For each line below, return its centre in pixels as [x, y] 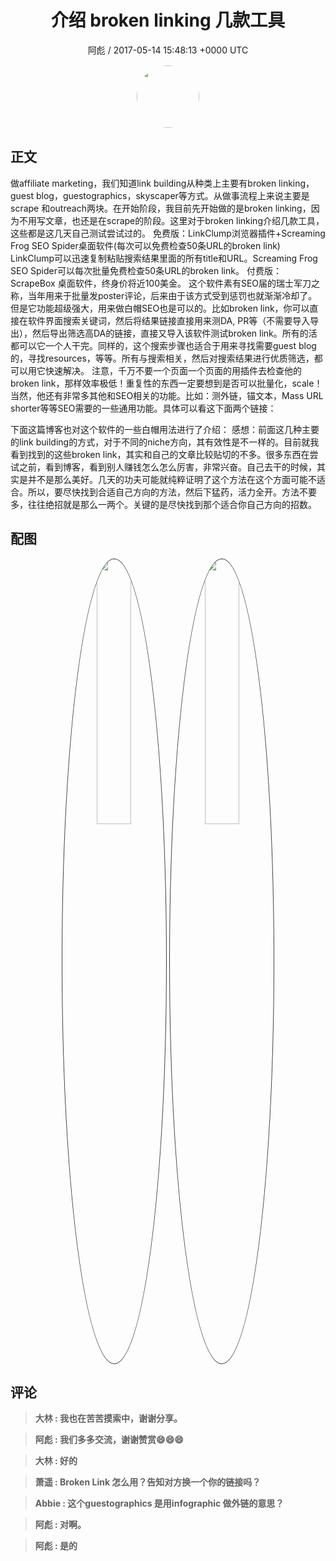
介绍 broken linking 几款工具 [168, 20]
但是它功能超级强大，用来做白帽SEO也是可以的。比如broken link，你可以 [160, 308]
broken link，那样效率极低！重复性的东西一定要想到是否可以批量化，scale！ [166, 383]
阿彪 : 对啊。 [60, 1525]
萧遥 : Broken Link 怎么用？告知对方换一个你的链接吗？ [148, 1482]
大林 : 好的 [56, 1461]
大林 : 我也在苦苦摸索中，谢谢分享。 [108, 1418]
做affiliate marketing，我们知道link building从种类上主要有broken [143, 183]
